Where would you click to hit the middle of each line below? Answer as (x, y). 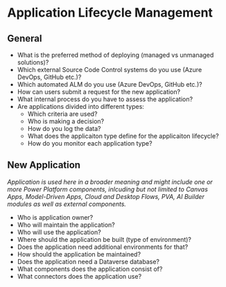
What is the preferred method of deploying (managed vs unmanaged (115, 55)
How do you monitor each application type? (90, 143)
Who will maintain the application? (66, 225)
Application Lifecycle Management (110, 13)
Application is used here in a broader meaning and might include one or (110, 182)
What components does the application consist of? (90, 269)
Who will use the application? (59, 232)
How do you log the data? (64, 129)
